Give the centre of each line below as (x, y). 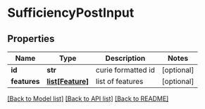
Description (125, 58)
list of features (119, 81)
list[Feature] (68, 81)
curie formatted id (125, 70)
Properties (31, 39)
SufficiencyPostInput (71, 13)
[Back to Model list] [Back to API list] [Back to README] (88, 99)
